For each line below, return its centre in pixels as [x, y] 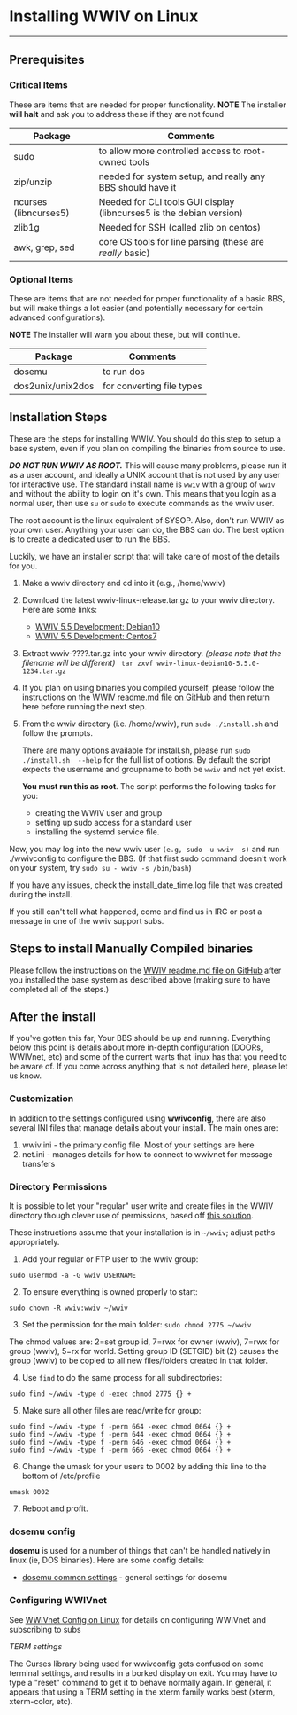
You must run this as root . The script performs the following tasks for [149, 786]
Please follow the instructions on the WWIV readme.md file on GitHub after [145, 970]
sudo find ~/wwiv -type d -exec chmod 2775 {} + [100, 1394]
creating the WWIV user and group [99, 812]
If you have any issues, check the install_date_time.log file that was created [146, 885]
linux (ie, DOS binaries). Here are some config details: [107, 1560]
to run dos [124, 372]
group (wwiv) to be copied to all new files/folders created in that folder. [138, 1360]
